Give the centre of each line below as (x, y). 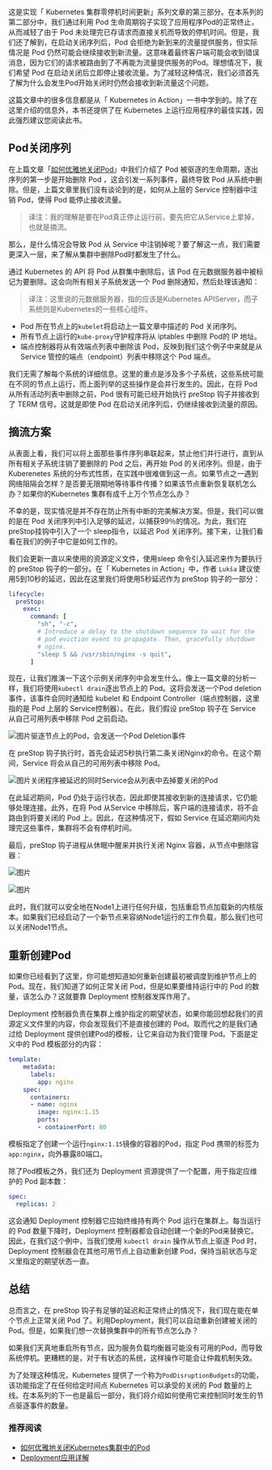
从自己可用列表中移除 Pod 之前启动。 (70, 718)
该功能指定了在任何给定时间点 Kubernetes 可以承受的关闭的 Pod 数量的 (127, 1385)
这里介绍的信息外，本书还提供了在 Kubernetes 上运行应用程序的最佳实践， (132, 110)
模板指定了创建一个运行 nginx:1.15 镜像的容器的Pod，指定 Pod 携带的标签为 (134, 1144)
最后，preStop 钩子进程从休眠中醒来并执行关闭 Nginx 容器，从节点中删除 (130, 846)
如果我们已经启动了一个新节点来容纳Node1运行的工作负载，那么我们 (136, 917)
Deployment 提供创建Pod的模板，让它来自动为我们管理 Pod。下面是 (137, 1034)
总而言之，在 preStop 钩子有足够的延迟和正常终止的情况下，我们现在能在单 (134, 1310)
